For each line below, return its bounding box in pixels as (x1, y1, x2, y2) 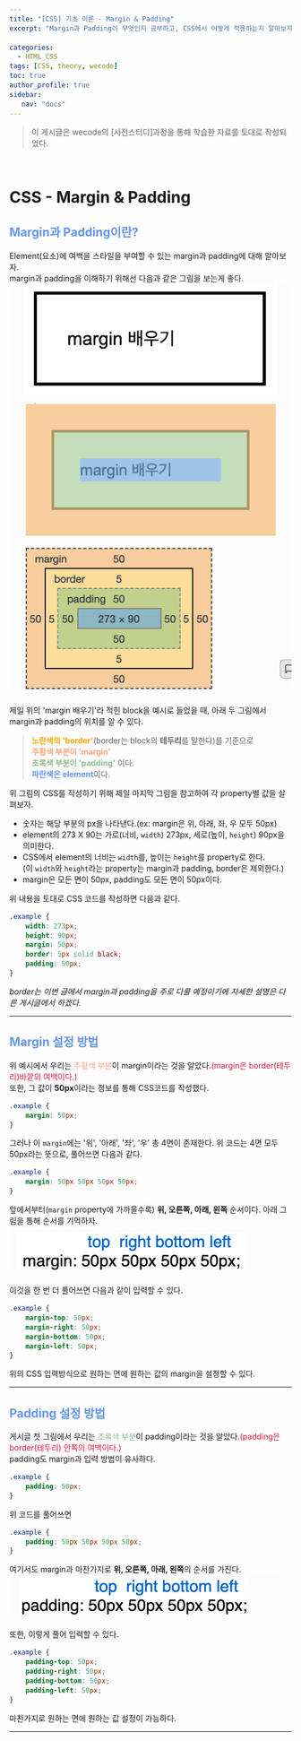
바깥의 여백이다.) (19, 1071, 78, 1082)
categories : (9, 43, 54, 52)
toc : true (9, 72, 47, 81)
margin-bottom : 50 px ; (25, 1332, 106, 1341)
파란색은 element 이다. (30, 768, 110, 779)
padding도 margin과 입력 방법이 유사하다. (9, 1453, 156, 1465)
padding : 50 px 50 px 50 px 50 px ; (25, 1537, 142, 1546)
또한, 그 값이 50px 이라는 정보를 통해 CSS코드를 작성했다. (9, 1082, 210, 1093)
